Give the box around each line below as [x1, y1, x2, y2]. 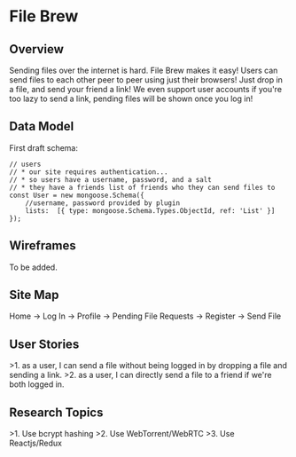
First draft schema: [9, 142, 78, 153]
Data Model [9, 119, 74, 134]
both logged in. [9, 379, 65, 390]
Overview [9, 42, 65, 57]
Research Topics [9, 405, 104, 420]
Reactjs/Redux [9, 437, 62, 449]
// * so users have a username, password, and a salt [9, 175, 213, 184]
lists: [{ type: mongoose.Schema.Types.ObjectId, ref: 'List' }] [25, 206, 276, 215]
